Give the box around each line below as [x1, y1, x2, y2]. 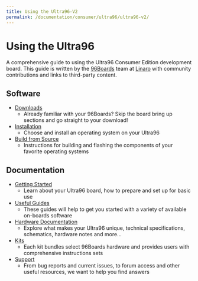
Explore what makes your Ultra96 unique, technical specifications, [23, 224, 185, 232]
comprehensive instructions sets [23, 250, 103, 257]
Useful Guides [14, 200, 50, 207]
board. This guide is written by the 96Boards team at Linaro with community [6, 65, 191, 72]
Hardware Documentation [14, 219, 78, 226]
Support [14, 256, 35, 263]
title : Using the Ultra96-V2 [6, 8, 78, 15]
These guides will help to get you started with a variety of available [23, 206, 187, 213]
